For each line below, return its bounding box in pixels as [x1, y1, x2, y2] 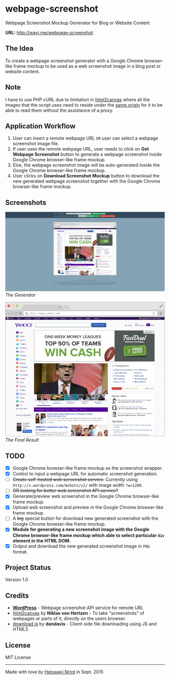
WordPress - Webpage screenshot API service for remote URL [12, 605, 144, 611]
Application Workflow [5, 122, 76, 130]
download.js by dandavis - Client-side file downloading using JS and [12, 621, 157, 627]
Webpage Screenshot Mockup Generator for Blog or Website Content [5, 20, 150, 26]
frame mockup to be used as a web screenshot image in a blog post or [13, 63, 161, 69]
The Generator [5, 292, 36, 298]
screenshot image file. [12, 141, 59, 147]
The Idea [5, 44, 34, 53]
